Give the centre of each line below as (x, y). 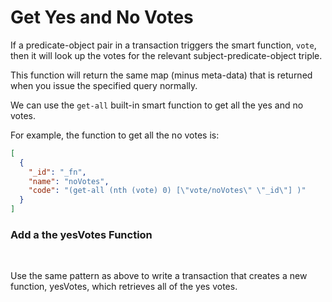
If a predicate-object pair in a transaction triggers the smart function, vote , (163, 45)
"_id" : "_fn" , (57, 172)
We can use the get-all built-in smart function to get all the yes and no (157, 105)
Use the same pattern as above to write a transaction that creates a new (159, 276)
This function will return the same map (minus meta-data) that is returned (161, 75)
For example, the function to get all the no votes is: (115, 135)
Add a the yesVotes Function (81, 234)
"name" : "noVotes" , (69, 181)
